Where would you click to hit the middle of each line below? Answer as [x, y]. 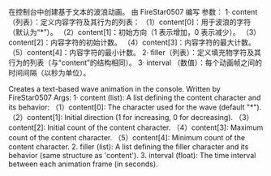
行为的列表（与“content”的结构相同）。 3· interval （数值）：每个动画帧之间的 [135, 62]
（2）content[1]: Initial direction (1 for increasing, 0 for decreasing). [121, 117]
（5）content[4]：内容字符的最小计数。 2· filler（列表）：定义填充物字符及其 [135, 52]
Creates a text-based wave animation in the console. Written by [114, 89]
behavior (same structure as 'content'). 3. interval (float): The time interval [132, 155]
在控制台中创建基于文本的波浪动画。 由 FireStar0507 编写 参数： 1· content [133, 12]
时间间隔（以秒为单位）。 [49, 73]
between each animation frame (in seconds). [83, 164]
